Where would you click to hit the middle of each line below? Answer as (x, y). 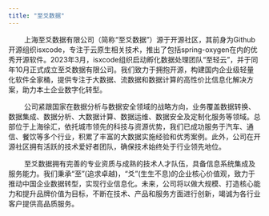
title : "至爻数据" (37, 16)
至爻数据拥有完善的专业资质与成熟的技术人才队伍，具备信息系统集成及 (140, 163)
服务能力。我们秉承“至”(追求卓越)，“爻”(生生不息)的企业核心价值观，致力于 (132, 174)
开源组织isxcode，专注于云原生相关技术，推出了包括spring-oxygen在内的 (129, 50)
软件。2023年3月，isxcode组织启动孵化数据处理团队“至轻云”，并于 (140, 59)
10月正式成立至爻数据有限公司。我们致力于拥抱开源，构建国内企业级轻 (131, 70)
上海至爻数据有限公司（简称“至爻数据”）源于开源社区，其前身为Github (140, 39)
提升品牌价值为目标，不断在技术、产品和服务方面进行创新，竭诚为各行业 (141, 194)
